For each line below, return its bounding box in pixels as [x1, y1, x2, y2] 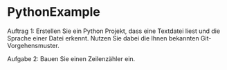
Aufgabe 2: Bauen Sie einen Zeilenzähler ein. [7, 54, 136, 62]
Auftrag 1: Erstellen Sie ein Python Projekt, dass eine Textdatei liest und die [7, 27, 220, 35]
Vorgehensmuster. [7, 41, 60, 49]
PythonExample [7, 4, 100, 20]
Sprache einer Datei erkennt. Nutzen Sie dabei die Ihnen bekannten [7, 34, 199, 42]
